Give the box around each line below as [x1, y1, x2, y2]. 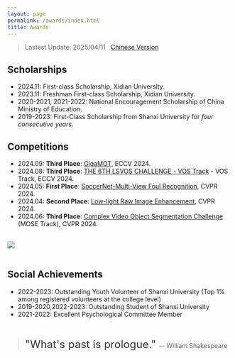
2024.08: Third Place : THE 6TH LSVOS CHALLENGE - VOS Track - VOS [17, 167, 229, 175]
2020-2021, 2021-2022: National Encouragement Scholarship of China [17, 97, 225, 106]
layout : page [7, 10, 46, 18]
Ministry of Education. [17, 105, 83, 113]
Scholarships [7, 63, 67, 75]
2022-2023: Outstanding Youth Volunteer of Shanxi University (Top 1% [17, 287, 226, 296]
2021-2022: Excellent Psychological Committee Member [17, 310, 183, 318]
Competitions [7, 140, 69, 152]
